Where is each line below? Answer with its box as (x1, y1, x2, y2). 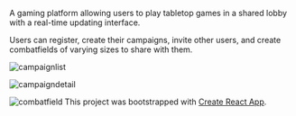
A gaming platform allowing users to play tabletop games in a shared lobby (9, 8, 287, 18)
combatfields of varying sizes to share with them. (9, 44, 193, 55)
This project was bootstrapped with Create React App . (64, 96, 267, 107)
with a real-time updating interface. (9, 17, 141, 28)
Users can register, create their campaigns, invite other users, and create (9, 35, 282, 45)
